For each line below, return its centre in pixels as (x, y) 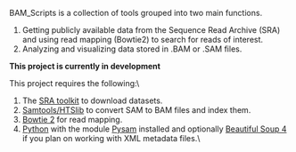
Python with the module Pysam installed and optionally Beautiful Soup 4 (154, 129)
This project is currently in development (85, 66)
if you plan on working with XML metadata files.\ (111, 138)
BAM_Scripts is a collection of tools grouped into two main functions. (136, 13)
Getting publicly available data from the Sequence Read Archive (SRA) (151, 30)
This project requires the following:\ (74, 83)
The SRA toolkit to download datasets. (92, 100)
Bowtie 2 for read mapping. (72, 120)
